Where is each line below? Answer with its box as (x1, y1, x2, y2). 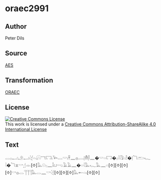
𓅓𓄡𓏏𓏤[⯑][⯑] (5, 170, 100, 176)
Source (5, 49, 28, 57)
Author (5, 22, 27, 31)
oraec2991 (5, 3, 49, 14)
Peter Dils (5, 35, 25, 41)
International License (5, 126, 47, 132)
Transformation (5, 76, 53, 85)
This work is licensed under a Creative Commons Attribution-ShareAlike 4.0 (5, 121, 156, 127)
